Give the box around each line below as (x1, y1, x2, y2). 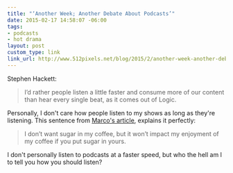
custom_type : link (7, 49, 60, 56)
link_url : (7, 56, 36, 63)
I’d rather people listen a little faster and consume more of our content (24, 88, 225, 96)
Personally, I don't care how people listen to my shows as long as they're (7, 108, 216, 117)
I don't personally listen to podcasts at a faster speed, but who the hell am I (7, 150, 223, 158)
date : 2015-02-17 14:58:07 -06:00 (7, 17, 107, 24)
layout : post (7, 42, 45, 49)
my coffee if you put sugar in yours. (24, 137, 126, 145)
